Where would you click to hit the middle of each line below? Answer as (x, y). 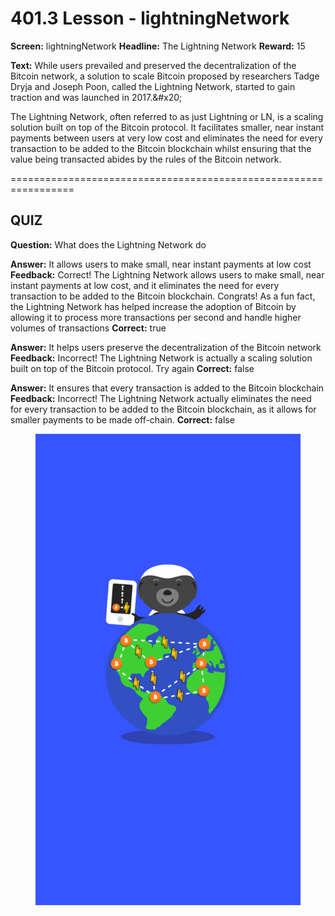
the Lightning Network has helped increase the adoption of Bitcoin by (153, 306)
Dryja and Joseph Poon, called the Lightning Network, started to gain (153, 86)
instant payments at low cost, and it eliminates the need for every (145, 285)
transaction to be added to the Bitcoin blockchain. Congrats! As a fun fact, (163, 296)
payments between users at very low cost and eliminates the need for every (166, 138)
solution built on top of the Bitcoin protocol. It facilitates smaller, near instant (167, 127)
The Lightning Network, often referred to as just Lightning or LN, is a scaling (167, 116)
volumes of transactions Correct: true (88, 328)
